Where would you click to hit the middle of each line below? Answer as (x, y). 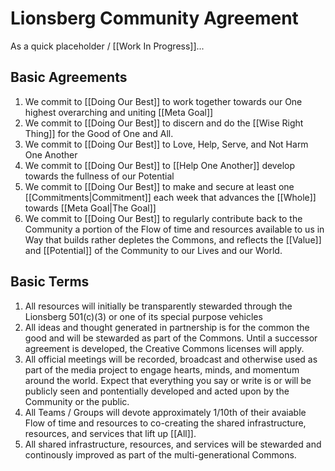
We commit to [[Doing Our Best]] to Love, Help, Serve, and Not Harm (166, 144)
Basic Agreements (69, 77)
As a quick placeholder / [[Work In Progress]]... (107, 46)
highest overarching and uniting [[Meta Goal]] (119, 112)
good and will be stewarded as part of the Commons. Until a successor (171, 338)
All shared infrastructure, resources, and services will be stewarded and (173, 444)
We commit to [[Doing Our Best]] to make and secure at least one (159, 186)
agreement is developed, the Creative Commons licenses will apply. (164, 348)
